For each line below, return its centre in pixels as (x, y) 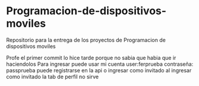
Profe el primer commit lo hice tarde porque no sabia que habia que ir (91, 58)
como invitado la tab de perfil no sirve (53, 77)
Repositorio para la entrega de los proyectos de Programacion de (86, 40)
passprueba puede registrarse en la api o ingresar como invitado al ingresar (99, 70)
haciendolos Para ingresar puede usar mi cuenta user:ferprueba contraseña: (100, 64)
